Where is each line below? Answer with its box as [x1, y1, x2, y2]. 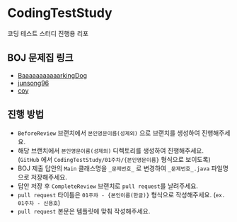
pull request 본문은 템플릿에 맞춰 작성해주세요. [17, 206, 151, 215]
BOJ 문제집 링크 [7, 52, 74, 64]
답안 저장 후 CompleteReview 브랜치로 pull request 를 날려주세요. [17, 182, 198, 190]
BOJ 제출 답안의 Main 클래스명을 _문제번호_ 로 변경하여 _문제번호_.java [17, 164, 210, 173]
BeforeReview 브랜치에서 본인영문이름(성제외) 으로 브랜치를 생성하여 [17, 129, 200, 137]
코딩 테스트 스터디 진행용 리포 [7, 29, 89, 37]
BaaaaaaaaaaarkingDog [17, 71, 87, 79]
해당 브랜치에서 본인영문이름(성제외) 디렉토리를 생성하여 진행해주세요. [17, 146, 204, 155]
